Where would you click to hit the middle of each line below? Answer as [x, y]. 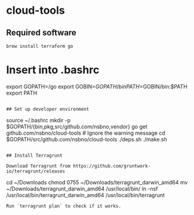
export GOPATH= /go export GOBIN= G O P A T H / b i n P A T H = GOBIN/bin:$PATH [97, 86]
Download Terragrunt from [38, 166]
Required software [41, 33]
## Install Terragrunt [34, 155]
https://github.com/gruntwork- [112, 166]
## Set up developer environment [48, 109]
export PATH [22, 93]
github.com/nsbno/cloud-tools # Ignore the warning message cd [86, 133]
